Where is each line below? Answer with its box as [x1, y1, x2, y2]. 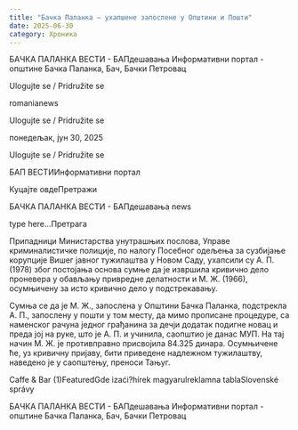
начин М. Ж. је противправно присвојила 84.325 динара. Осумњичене [9, 338, 278, 349]
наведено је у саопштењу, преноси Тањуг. [9, 357, 171, 368]
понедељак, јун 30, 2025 [9, 133, 104, 143]
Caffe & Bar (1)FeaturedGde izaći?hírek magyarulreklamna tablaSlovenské [9, 375, 278, 385]
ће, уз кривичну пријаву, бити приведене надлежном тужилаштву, [9, 348, 263, 359]
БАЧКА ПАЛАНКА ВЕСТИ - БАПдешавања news [9, 201, 191, 212]
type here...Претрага [9, 219, 87, 230]
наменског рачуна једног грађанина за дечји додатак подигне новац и [9, 320, 278, 330]
